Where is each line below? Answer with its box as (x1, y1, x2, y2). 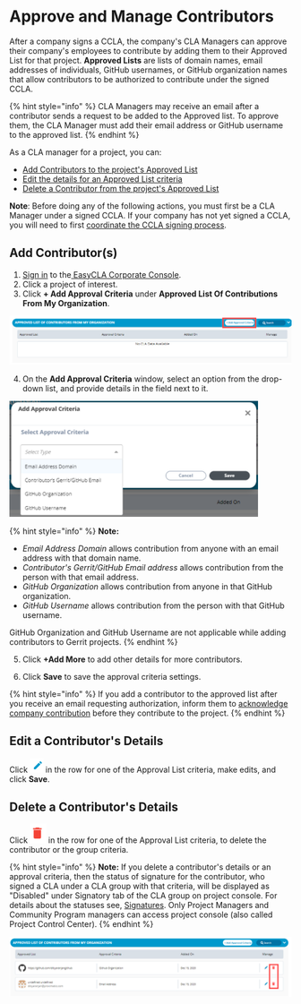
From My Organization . (21, 297, 110, 308)
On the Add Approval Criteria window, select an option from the (21, 373, 260, 384)
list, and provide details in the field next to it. (45, 382, 209, 393)
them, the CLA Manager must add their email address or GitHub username (9, 119, 284, 131)
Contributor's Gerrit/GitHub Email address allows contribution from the (21, 562, 284, 572)
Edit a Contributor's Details (9, 734, 164, 749)
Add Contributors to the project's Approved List (21, 164, 198, 175)
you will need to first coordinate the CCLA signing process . (9, 219, 227, 230)
